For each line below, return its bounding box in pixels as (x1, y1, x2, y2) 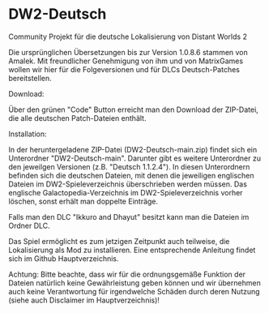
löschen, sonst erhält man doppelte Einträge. (8, 196, 159, 206)
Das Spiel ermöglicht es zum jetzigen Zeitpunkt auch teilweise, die (8, 236, 230, 246)
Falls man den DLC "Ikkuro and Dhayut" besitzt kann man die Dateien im (8, 212, 250, 221)
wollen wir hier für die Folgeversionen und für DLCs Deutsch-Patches (8, 64, 241, 74)
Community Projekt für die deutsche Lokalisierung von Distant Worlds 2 (8, 32, 247, 41)
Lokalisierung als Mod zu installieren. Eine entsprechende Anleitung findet (8, 245, 256, 255)
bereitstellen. (8, 73, 53, 83)
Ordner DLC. (8, 221, 50, 230)
